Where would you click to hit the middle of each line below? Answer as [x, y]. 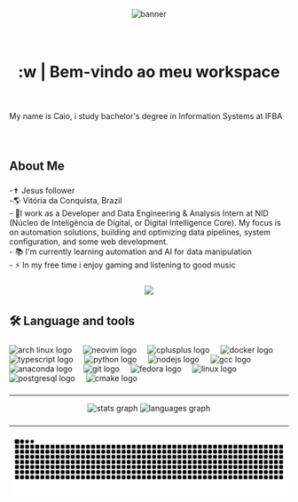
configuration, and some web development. [89, 242]
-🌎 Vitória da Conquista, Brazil [66, 201]
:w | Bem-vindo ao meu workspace [149, 72]
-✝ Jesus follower [42, 191]
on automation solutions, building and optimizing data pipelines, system [140, 232]
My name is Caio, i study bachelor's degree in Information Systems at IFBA [146, 116]
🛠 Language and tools [72, 320]
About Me [37, 167]
